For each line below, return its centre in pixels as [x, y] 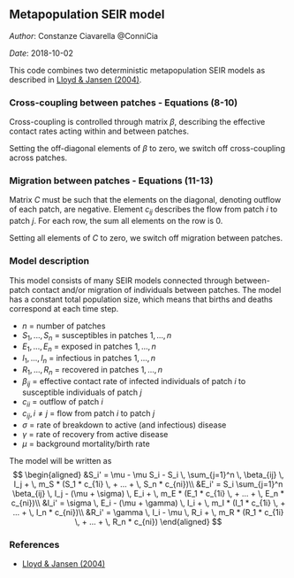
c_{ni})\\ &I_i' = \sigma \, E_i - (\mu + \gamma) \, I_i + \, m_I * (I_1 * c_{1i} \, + [148, 503]
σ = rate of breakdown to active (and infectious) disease [124, 425]
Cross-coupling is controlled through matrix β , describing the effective [137, 122]
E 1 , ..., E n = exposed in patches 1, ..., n [89, 347]
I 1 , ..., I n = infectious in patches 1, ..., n [89, 359]
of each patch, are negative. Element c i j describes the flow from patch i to [143, 210]
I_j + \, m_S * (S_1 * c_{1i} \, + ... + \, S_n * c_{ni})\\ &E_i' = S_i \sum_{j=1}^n [148, 484]
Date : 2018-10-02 [41, 53]
